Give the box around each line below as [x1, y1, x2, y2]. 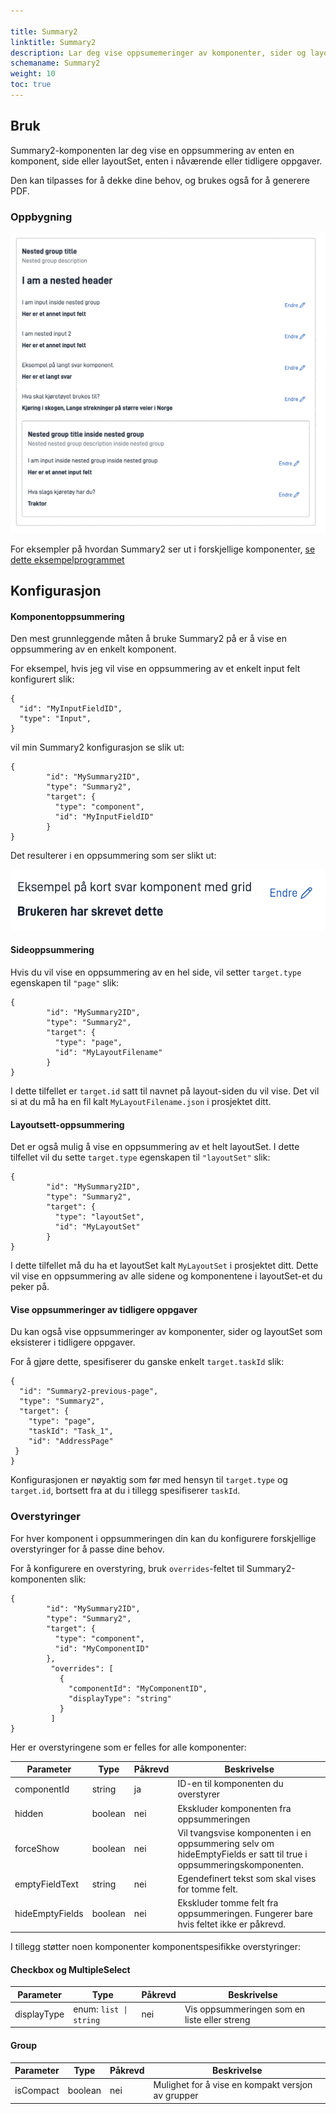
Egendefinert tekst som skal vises [177, 1873, 317, 1885]
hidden [14, 1808, 44, 1820]
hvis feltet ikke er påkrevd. [177, 1918, 286, 1930]
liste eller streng [184, 2013, 251, 2025]
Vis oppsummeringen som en [184, 2003, 306, 2015]
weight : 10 [10, 69, 56, 79]
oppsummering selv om [177, 1837, 275, 1849]
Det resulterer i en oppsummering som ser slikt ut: [10, 850, 217, 862]
